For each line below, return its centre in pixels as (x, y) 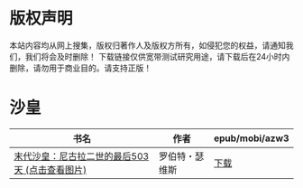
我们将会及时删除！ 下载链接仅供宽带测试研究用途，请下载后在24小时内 (157, 56)
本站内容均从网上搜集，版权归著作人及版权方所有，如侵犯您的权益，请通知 (147, 45)
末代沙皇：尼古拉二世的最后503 (82, 156)
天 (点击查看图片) (50, 170)
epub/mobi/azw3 (251, 138)
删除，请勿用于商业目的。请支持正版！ (80, 68)
